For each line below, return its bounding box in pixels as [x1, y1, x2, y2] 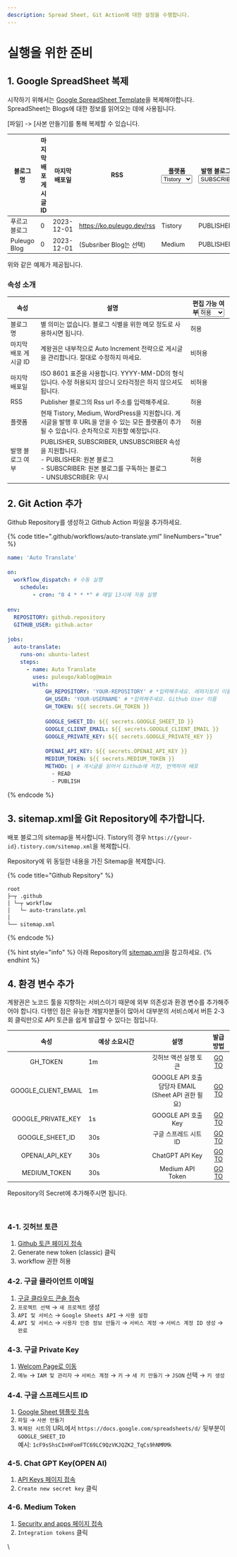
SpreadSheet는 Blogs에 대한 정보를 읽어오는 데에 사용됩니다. [7, 104, 176, 112]
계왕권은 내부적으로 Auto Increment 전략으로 [40, 344, 164, 353]
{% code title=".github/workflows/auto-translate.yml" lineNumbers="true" [7, 532, 222, 540]
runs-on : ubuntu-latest [20, 651, 90, 658]
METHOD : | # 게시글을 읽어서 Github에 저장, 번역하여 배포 [44, 763, 199, 770]
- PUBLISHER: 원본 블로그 [40, 455, 114, 464]
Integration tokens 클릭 [17, 1528, 88, 1536]
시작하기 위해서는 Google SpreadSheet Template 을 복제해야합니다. [7, 95, 195, 104]
